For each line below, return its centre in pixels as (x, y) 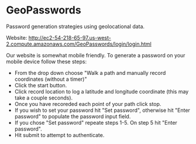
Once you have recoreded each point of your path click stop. (88, 104)
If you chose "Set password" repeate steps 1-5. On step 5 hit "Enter (96, 122)
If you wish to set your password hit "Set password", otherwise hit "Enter (102, 110)
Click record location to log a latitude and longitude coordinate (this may (102, 91)
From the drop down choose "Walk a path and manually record (90, 73)
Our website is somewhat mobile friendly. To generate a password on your (96, 55)
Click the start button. (41, 85)
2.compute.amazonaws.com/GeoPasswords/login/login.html (79, 44)
